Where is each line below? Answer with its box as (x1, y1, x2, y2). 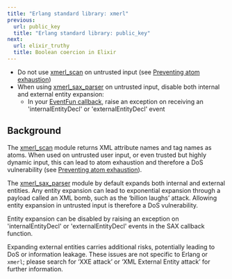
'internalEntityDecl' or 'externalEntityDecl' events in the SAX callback (7, 221, 205, 230)
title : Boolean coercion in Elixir (13, 49, 117, 56)
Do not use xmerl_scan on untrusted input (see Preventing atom (17, 67, 200, 76)
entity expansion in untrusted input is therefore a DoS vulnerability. (7, 201, 199, 209)
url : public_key (13, 23, 60, 30)
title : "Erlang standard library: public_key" (13, 29, 151, 37)
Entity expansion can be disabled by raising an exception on (7, 214, 179, 223)
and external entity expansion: (17, 90, 104, 98)
